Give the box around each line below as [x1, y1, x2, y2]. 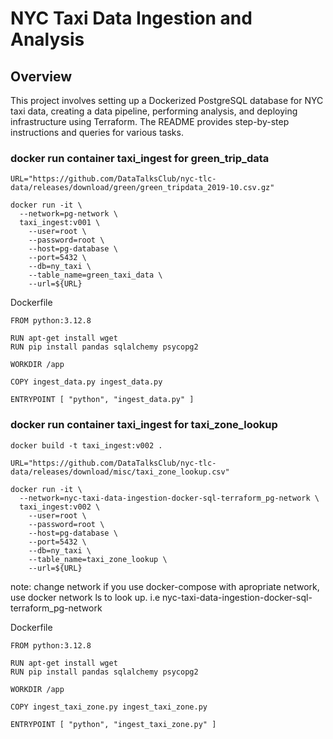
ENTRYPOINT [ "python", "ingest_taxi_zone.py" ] [10, 719, 217, 729]
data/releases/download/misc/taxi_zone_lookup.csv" [10, 467, 230, 477]
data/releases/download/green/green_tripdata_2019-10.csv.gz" [10, 183, 275, 193]
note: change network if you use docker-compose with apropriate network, [10, 580, 320, 592]
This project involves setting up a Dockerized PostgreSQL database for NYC [10, 95, 324, 106]
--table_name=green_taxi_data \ [28, 270, 163, 281]
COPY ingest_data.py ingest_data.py [10, 377, 163, 387]
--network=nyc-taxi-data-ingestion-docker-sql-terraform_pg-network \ [19, 493, 320, 503]
